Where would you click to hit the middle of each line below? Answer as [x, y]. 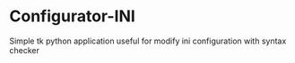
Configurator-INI [73, 16]
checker [25, 50]
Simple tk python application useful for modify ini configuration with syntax [148, 41]
